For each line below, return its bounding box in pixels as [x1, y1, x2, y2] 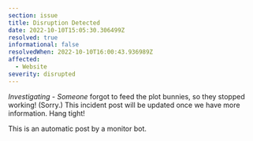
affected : [8, 56, 41, 64]
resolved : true [8, 33, 58, 42]
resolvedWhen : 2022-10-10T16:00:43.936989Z [8, 48, 154, 56]
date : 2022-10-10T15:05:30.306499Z [8, 26, 125, 34]
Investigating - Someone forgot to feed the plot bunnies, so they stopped [8, 91, 246, 101]
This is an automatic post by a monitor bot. [8, 124, 147, 133]
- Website [15, 63, 47, 71]
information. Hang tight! [8, 108, 85, 118]
